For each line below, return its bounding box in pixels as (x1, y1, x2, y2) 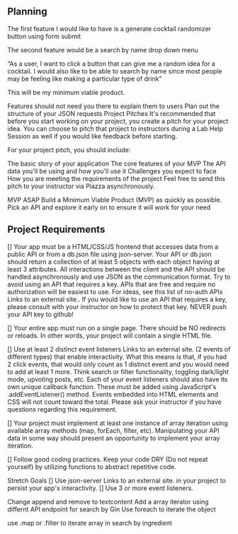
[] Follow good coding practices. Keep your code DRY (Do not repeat (7, 455, 208, 463)
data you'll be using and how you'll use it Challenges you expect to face (7, 166, 217, 175)
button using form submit (7, 32, 81, 40)
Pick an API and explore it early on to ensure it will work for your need (7, 203, 211, 211)
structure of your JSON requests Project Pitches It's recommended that (7, 109, 216, 117)
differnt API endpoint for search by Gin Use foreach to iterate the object (7, 505, 216, 513)
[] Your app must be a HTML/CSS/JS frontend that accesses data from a (7, 242, 218, 250)
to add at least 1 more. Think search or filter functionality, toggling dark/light (7, 367, 229, 376)
